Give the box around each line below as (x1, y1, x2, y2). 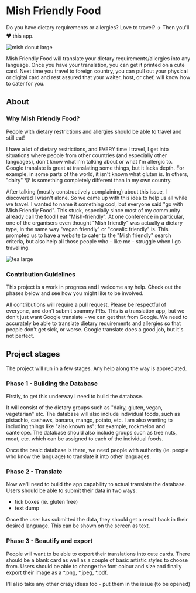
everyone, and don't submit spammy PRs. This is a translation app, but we (6, 307, 185, 314)
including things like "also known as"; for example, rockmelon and (6, 423, 166, 430)
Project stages (6, 349, 60, 359)
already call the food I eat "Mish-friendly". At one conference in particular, (6, 213, 184, 220)
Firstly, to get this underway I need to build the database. (6, 393, 143, 400)
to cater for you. (6, 80, 45, 87)
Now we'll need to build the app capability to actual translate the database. (6, 481, 186, 488)
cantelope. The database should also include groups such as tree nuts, (6, 429, 177, 436)
